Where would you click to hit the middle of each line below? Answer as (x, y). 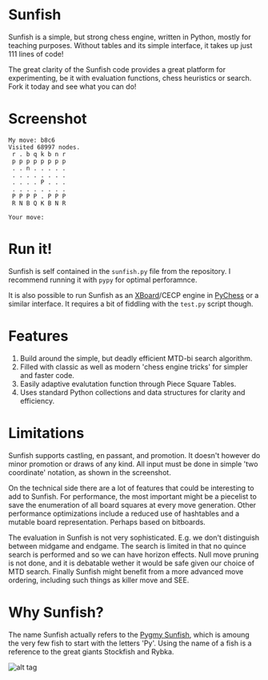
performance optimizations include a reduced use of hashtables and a (124, 513)
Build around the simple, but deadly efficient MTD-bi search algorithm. (136, 358)
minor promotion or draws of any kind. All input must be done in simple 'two (133, 464)
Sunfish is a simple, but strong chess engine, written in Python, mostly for (130, 37)
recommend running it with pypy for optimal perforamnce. (103, 280)
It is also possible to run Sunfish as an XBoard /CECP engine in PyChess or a (134, 295)
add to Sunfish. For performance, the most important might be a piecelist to (133, 496)
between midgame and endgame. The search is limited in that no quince (127, 545)
